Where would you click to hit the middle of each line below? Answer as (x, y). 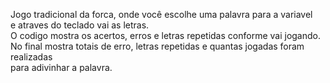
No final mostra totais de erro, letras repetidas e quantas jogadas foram (157, 46)
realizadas (31, 57)
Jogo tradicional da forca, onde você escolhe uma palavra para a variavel (161, 14)
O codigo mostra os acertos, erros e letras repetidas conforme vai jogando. (165, 35)
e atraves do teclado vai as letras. (80, 25)
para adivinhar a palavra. (61, 67)
